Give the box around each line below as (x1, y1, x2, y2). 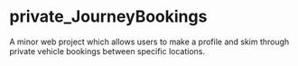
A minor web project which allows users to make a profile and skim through (9, 36, 290, 47)
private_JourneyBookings (9, 6, 208, 27)
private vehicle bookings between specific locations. (9, 45, 206, 56)
